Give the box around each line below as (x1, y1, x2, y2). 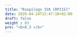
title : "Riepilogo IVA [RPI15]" (5, 7, 70, 12)
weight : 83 (5, 20, 29, 25)
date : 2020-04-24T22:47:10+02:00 (5, 12, 73, 16)
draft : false (5, 16, 31, 21)
